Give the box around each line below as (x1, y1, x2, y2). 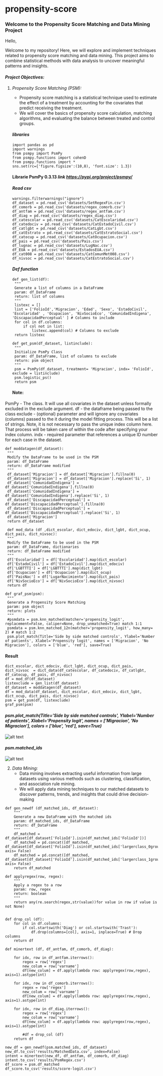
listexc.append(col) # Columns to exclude (32, 328, 119, 333)
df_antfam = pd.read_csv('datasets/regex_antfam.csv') (12, 209, 126, 214)
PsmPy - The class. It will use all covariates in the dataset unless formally (5, 401, 151, 406)
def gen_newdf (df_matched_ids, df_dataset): (5, 806, 98, 811)
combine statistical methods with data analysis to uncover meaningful (5, 58, 145, 64)
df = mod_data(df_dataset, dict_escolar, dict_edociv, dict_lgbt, (5, 690, 142, 694)
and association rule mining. (19, 781, 76, 787)
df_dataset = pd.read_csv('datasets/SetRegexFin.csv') (12, 200, 126, 205)
